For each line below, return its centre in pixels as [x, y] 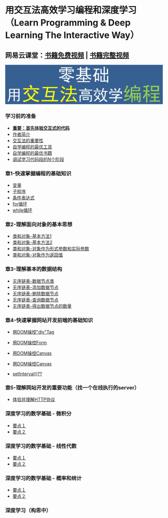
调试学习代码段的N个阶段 [38, 159]
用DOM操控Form [30, 342]
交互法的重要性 [28, 140]
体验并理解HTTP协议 [34, 400]
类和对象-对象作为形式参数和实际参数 [51, 249]
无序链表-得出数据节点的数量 [42, 306]
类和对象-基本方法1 [32, 236]
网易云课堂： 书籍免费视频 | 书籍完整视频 [67, 55]
